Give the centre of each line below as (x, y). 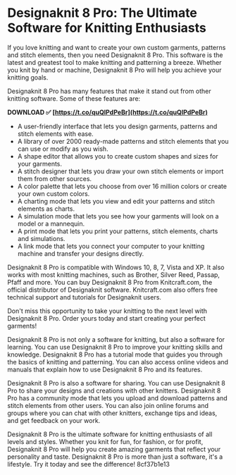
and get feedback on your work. (54, 420)
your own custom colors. (54, 193)
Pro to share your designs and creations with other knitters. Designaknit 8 (114, 390)
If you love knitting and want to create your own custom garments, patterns (117, 47)
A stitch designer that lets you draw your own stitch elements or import (120, 171)
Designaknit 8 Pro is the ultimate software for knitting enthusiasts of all (110, 434)
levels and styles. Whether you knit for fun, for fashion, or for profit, (105, 441)
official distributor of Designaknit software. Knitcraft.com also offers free (113, 290)
